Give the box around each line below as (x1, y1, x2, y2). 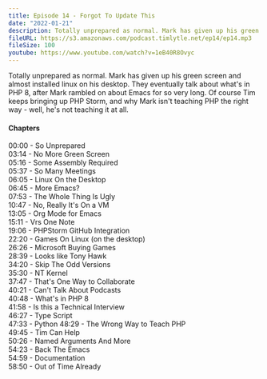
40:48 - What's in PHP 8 (8, 293, 90, 304)
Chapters (8, 123, 40, 133)
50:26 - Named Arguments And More (8, 337, 131, 346)
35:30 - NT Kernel (8, 269, 68, 278)
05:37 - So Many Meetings (8, 166, 96, 176)
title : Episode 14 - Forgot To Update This (8, 11, 156, 20)
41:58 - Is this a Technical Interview (8, 302, 126, 312)
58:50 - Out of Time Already (8, 361, 102, 372)
